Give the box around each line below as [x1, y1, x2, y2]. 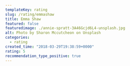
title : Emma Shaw [5, 16, 41, 21]
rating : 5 [5, 49, 26, 54]
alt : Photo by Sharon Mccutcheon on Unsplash [5, 30, 101, 35]
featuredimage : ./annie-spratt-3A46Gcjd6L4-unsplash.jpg [5, 26, 126, 31]
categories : [5, 35, 30, 40]
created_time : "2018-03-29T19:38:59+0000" [5, 44, 94, 49]
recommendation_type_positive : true [5, 53, 81, 59]
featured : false [5, 21, 39, 26]
